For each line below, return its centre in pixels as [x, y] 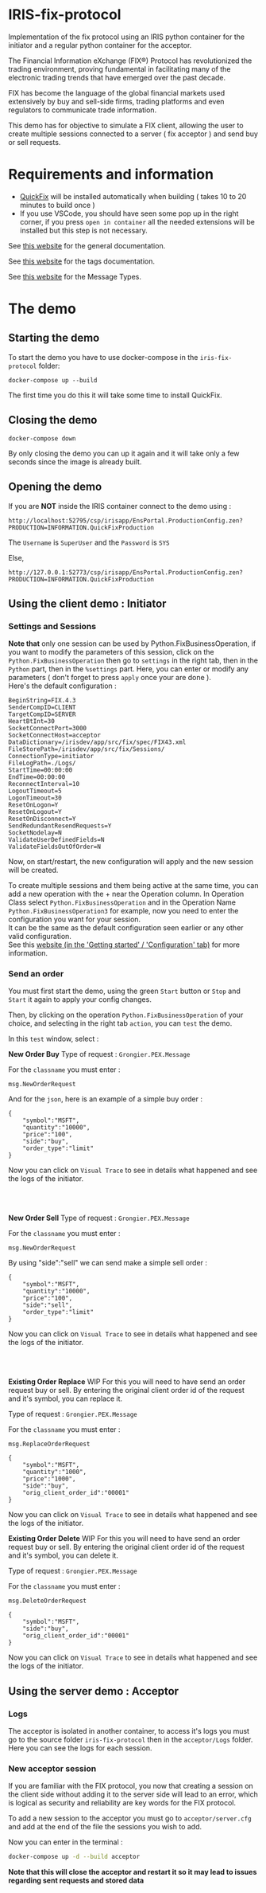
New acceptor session [52, 1769]
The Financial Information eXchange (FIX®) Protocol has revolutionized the [130, 61]
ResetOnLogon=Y [33, 805]
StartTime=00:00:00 [40, 770]
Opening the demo [55, 487]
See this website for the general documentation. [87, 245]
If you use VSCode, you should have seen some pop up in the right [129, 213]
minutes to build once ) [57, 205]
